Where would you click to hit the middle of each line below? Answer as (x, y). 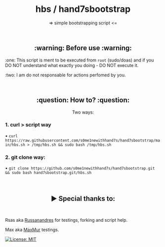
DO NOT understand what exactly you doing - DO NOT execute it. (72, 65)
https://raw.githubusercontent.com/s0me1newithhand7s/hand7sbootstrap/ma (83, 140)
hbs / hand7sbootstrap (83, 9)
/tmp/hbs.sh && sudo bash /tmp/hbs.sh (71, 145)
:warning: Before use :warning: (83, 48)
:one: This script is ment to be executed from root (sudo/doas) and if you (80, 60)
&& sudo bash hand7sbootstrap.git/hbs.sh (48, 173)
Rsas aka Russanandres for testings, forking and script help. (66, 220)
